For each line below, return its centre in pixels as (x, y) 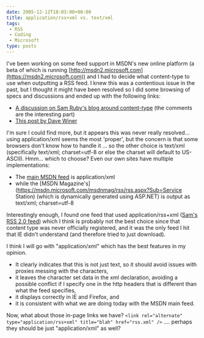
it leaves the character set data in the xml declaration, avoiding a (97, 277)
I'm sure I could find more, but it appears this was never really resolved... (98, 133)
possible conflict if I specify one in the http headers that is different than (106, 284)
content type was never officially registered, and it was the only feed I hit (98, 227)
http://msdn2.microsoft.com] (107, 70)
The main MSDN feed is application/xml (65, 177)
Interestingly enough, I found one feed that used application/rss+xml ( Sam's (102, 215)
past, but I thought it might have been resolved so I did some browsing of (98, 89)
